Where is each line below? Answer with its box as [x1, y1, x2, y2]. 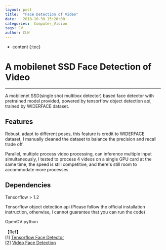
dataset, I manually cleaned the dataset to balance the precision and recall [5, 136, 157, 142]
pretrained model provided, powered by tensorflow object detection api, [5, 98, 152, 104]
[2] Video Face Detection [5, 240, 56, 246]
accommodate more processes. [5, 166, 70, 172]
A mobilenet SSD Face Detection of [5, 61, 152, 72]
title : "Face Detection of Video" [5, 12, 79, 17]
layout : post [5, 7, 32, 12]
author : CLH [5, 30, 30, 35]
